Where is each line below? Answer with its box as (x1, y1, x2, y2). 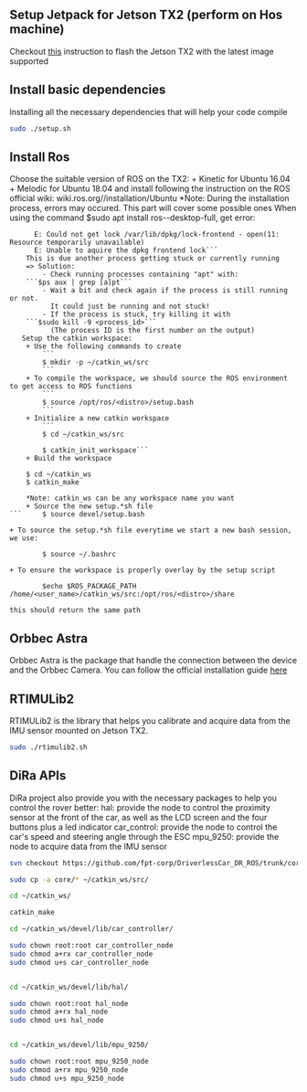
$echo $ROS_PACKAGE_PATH (42, 582, 137, 591)
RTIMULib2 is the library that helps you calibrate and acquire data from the (9, 715, 291, 726)
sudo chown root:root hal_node (9, 999, 129, 1008)
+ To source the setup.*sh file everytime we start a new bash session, (9, 525, 292, 535)
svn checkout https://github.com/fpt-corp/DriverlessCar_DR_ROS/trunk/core (9, 858, 304, 867)
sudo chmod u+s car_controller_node (9, 958, 149, 967)
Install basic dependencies (9, 82, 166, 98)
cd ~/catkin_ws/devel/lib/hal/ (9, 982, 129, 991)
